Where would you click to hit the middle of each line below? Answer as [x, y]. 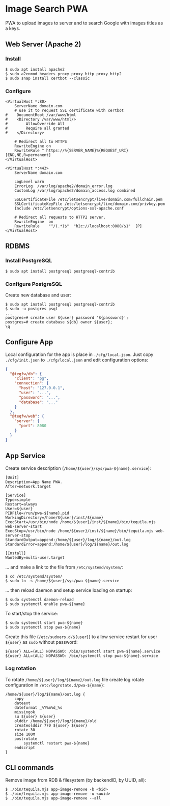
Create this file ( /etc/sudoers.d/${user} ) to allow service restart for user [81, 637]
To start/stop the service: [32, 613]
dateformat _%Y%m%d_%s [38, 707]
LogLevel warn [29, 182]
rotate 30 [25, 730]
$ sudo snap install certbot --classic [48, 78]
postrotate [26, 739]
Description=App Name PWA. [34, 482]
